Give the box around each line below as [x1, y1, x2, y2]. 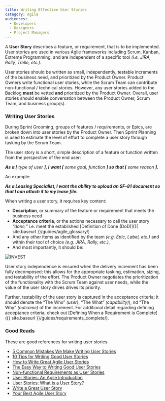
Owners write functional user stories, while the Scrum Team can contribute [5, 80, 158, 85]
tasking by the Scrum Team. [5, 140, 62, 146]
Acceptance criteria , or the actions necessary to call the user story [12, 218, 150, 224]
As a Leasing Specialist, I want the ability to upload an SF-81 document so [5, 183, 161, 189]
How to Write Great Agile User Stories [12, 359, 89, 364]
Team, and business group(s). [5, 101, 66, 106]
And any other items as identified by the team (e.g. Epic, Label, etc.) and [12, 234, 159, 240]
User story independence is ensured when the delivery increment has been [5, 264, 159, 270]
